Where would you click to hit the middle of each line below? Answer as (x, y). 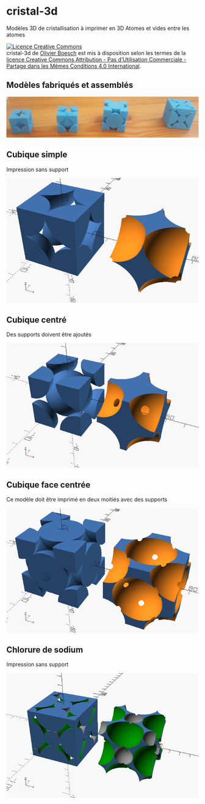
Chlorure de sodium (45, 650)
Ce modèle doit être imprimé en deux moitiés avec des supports (87, 500)
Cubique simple (37, 155)
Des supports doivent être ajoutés (49, 335)
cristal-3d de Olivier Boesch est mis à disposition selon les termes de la (96, 53)
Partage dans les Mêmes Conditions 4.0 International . (74, 66)
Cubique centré (37, 320)
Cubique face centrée (48, 485)
